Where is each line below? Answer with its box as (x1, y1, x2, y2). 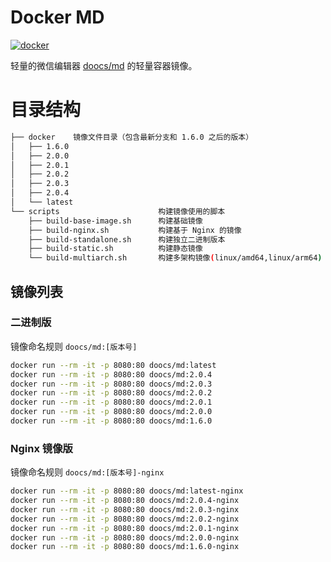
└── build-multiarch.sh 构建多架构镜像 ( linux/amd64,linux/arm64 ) (28, 253, 323, 263)
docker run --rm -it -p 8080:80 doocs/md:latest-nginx (10, 486, 244, 496)
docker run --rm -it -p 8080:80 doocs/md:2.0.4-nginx (10, 496, 240, 506)
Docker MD (10, 6, 105, 29)
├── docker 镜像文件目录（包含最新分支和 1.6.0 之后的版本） (10, 132, 254, 142)
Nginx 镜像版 (10, 441, 73, 455)
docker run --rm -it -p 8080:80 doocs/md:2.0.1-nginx (10, 523, 240, 533)
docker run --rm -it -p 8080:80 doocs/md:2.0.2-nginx (10, 514, 240, 524)
